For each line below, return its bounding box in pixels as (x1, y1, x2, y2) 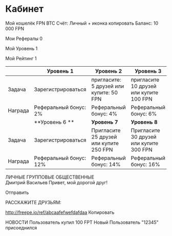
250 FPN (91, 146, 113, 153)
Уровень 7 (91, 119, 118, 126)
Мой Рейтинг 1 (5, 55, 37, 62)
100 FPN (131, 95, 153, 103)
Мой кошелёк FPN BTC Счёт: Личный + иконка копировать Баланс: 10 (5, 20, 159, 26)
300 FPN (131, 146, 153, 153)
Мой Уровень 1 (5, 45, 38, 51)
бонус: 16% (131, 161, 160, 168)
